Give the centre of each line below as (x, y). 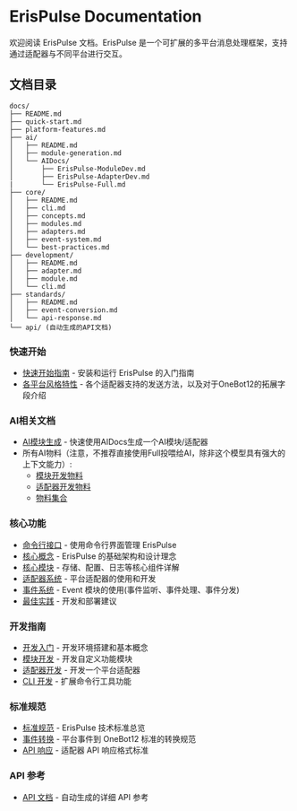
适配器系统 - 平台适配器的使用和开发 (89, 578)
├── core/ (28, 192)
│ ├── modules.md (46, 223)
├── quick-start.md (46, 122)
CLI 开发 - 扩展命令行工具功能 (76, 681)
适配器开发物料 (63, 487)
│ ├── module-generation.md (66, 153)
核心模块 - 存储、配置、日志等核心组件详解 (101, 567)
